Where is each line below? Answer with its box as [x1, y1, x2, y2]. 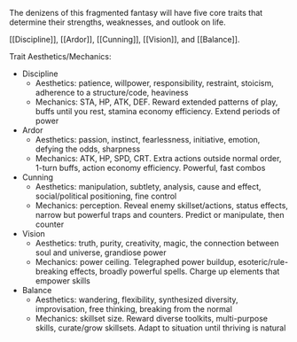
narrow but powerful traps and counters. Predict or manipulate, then [35, 210, 285, 220]
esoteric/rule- [238, 257, 289, 267]
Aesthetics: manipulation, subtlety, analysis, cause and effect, [35, 182, 262, 191]
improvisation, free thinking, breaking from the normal [35, 304, 233, 314]
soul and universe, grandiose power [35, 247, 167, 258]
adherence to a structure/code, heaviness [35, 88, 189, 97]
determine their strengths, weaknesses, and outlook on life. [9, 17, 226, 27]
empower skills [35, 276, 90, 286]
